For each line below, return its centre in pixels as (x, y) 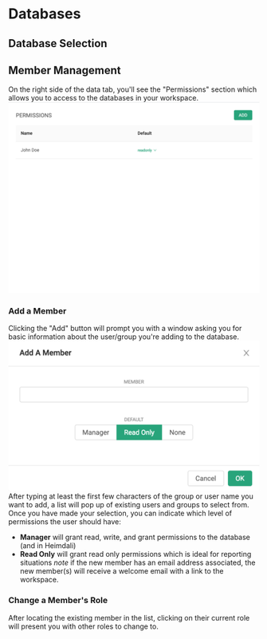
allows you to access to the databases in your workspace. (104, 98)
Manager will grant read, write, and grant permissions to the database (135, 537)
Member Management (65, 70)
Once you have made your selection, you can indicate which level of (120, 513)
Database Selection (58, 43)
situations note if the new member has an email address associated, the (138, 562)
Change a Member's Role (58, 601)
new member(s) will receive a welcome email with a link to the (122, 571)
